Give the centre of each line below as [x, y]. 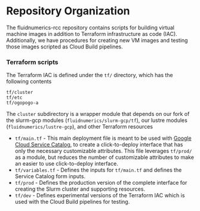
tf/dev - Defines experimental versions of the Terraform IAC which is [100, 195]
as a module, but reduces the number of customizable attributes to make [104, 157]
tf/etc [14, 98]
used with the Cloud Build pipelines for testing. [72, 202]
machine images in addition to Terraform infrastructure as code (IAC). [92, 33]
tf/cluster [20, 93]
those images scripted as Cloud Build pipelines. [65, 47]
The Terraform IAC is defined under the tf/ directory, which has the [90, 75]
